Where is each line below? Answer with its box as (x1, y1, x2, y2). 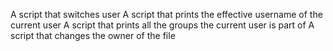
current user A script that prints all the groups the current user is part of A (10, 19, 315, 31)
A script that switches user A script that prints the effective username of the (10, 9, 323, 20)
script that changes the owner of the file (10, 30, 176, 41)
